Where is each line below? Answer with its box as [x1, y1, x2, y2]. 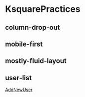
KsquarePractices [5, 3, 81, 15]
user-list [5, 73, 32, 82]
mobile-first [5, 40, 43, 48]
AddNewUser [5, 87, 33, 93]
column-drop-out [5, 23, 60, 32]
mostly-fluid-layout [5, 57, 67, 65]
